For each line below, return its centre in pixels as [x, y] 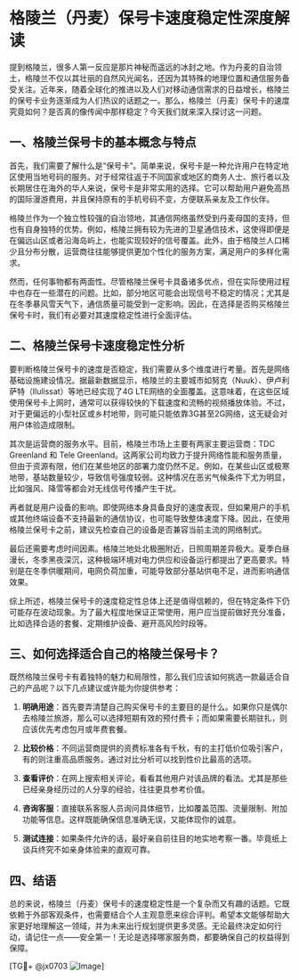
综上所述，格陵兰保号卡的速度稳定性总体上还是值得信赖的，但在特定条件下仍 [149, 601]
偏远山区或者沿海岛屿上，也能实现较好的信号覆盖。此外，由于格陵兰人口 [149, 240]
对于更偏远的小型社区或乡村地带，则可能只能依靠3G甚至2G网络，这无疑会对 [149, 413]
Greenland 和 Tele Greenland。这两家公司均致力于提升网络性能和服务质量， [148, 455]
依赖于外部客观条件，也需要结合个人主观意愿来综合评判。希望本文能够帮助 [145, 915]
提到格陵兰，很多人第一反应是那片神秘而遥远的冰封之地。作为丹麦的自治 [141, 67]
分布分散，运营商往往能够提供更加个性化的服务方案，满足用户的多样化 [153, 251]
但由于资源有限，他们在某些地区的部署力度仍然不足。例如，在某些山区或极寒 [149, 465]
